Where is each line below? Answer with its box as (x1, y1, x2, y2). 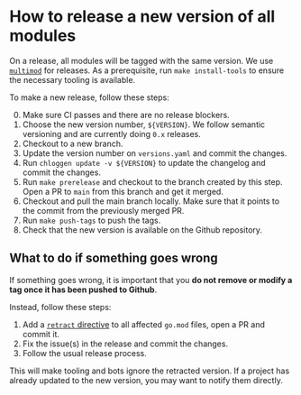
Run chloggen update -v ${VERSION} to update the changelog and (22, 157, 266, 168)
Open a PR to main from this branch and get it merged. (22, 186, 223, 197)
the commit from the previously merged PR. (22, 205, 185, 216)
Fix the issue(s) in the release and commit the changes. (22, 338, 228, 349)
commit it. (22, 328, 60, 339)
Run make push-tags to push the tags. (22, 215, 161, 225)
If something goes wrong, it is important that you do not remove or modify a (9, 274, 293, 285)
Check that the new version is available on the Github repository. (22, 224, 263, 235)
